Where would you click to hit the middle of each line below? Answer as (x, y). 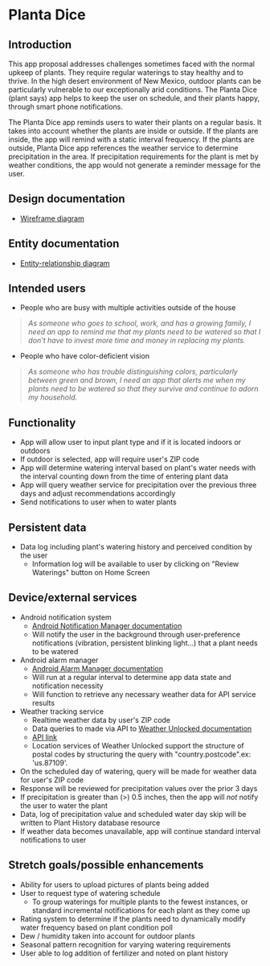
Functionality (42, 423)
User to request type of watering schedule (90, 893)
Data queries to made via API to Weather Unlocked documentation (142, 728)
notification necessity (67, 686)
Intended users (47, 289)
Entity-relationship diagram (65, 263)
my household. (53, 397)
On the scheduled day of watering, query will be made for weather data (138, 771)
